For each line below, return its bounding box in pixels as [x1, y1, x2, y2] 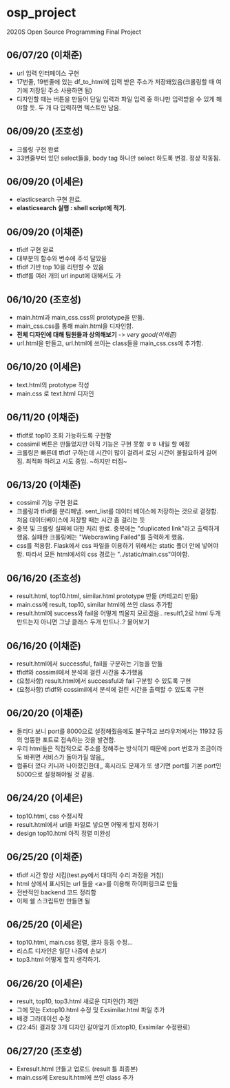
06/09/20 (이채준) [6, 226, 84, 238]
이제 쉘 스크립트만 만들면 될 [16, 896, 91, 905]
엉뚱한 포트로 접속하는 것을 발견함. [23, 735, 116, 743]
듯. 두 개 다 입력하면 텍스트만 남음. [29, 103, 121, 112]
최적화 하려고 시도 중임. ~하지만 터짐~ [25, 457, 128, 465]
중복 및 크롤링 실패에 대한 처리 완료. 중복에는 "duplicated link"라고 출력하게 [16, 524, 220, 533]
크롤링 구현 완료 [16, 145, 59, 153]
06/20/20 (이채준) [6, 708, 83, 719]
